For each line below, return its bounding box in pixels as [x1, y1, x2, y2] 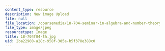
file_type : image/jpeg [5, 25, 52, 30]
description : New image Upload [5, 12, 69, 17]
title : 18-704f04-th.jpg [5, 34, 56, 39]
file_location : [5, 20, 36, 26]
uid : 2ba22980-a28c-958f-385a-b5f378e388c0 [5, 39, 96, 44]
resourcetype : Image [5, 30, 48, 34]
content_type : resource [5, 7, 54, 12]
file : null [5, 16, 27, 21]
